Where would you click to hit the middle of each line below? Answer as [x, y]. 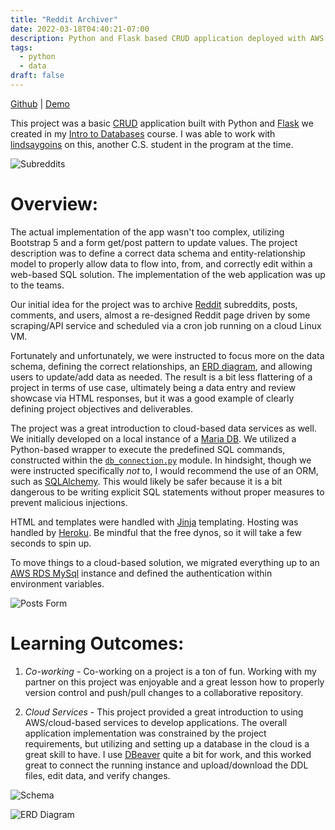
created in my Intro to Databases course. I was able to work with [143, 133]
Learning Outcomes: [97, 643]
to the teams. [37, 285]
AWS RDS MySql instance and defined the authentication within [141, 573]
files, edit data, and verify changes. [97, 775]
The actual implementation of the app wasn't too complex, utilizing [147, 232]
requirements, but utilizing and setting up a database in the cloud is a [167, 743]
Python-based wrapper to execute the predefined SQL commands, [148, 449]
